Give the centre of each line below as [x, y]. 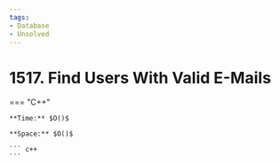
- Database [29, 26]
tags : [19, 17]
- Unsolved [29, 34]
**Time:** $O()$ [39, 119]
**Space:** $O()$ [41, 134]
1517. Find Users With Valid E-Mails [140, 78]
